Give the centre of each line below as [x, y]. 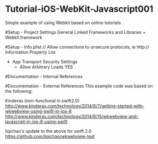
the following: [19, 91]
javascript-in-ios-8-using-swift [36, 121]
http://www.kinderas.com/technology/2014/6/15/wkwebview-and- [72, 116]
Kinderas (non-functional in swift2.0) [42, 101]
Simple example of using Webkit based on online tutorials [63, 23]
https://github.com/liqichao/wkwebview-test [50, 136]
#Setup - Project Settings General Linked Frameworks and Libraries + [75, 32]
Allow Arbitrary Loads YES [46, 67]
